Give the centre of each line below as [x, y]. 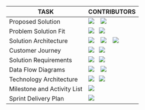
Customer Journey [35, 51]
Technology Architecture [43, 79]
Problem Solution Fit [37, 31]
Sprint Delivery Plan [36, 98]
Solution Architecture [38, 41]
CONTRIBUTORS [112, 12]
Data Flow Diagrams [37, 69]
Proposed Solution [35, 22]
